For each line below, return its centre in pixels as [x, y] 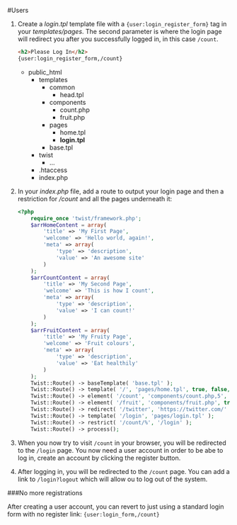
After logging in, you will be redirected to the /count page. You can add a [123, 471]
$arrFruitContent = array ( [70, 330]
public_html [45, 72]
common [62, 87]
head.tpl [72, 94]
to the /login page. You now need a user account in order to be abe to [120, 450]
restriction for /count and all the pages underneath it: [95, 198]
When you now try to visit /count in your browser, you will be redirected [122, 443]
